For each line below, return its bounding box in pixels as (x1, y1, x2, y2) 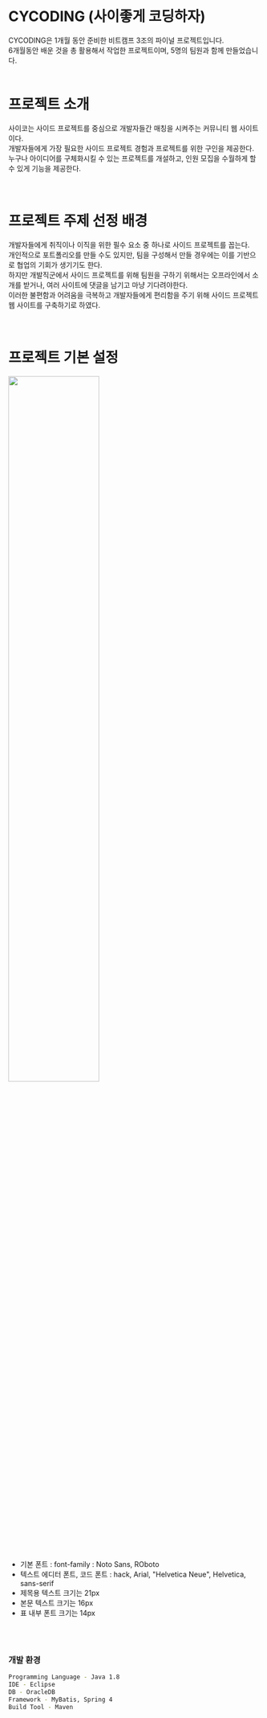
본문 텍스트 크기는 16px (19, 1597, 94, 1608)
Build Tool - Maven (8, 1703, 74, 1711)
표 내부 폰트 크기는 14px (19, 1608, 96, 1618)
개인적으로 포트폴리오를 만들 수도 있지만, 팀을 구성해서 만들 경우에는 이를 (8, 250, 235, 260)
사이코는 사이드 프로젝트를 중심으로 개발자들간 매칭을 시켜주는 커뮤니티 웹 (8, 123, 238, 133)
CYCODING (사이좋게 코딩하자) (8, 7, 206, 26)
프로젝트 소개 (8, 96, 90, 113)
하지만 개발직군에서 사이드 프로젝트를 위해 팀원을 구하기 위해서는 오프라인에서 (8, 270, 251, 280)
